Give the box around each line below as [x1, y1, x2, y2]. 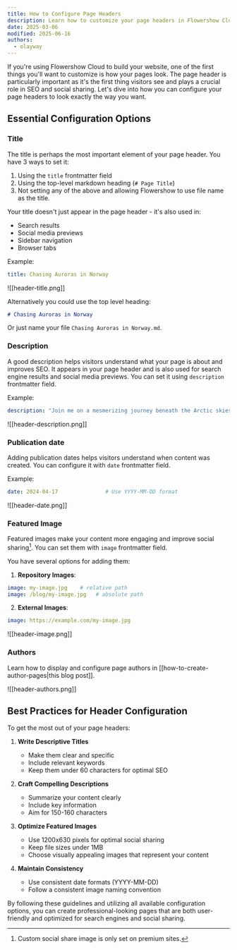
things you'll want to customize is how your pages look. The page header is [7, 70, 227, 78]
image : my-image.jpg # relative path [7, 584, 128, 591]
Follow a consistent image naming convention [28, 886, 161, 894]
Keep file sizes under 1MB [28, 844, 104, 852]
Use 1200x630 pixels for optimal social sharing [28, 836, 164, 844]
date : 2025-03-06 [7, 23, 59, 30]
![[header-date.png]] [7, 501, 68, 509]
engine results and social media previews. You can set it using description [7, 372, 224, 381]
